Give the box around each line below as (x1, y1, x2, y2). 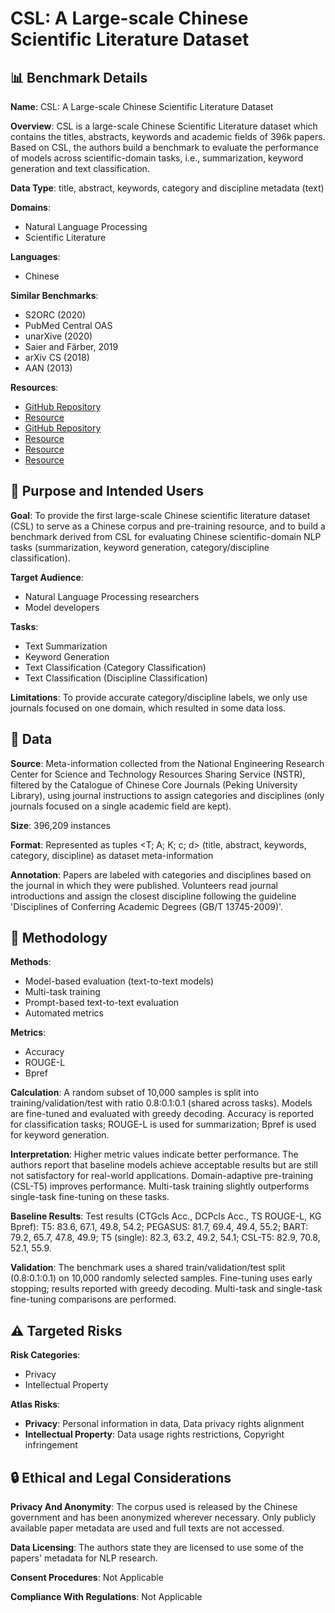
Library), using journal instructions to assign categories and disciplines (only (10, 789, 325, 801)
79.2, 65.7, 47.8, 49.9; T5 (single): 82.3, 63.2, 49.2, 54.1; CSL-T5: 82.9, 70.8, (10, 1232, 321, 1244)
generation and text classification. (10, 163, 150, 174)
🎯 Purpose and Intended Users (10, 483, 204, 500)
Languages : (10, 251, 61, 262)
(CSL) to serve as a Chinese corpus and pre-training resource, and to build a (10, 520, 326, 532)
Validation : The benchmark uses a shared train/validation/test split (10, 1262, 286, 1274)
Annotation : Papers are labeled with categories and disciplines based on (10, 868, 312, 881)
